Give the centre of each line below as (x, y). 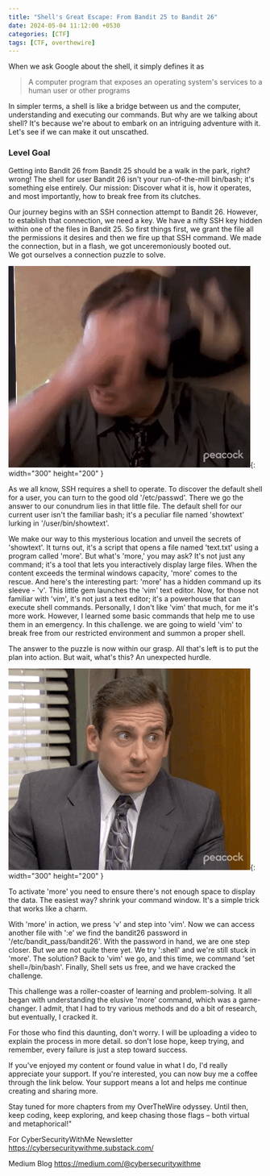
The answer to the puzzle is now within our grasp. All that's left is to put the (134, 648)
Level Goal (29, 153)
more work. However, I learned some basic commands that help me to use (132, 616)
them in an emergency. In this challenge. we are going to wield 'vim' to (125, 624)
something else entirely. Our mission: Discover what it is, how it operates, (130, 187)
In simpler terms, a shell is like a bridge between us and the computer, (125, 106)
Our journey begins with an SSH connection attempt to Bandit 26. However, (133, 212)
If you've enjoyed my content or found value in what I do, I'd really (118, 1065)
